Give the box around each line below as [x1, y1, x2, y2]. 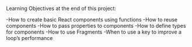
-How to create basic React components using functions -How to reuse [6, 16, 178, 23]
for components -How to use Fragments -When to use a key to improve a [6, 28, 182, 35]
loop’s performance [6, 35, 53, 41]
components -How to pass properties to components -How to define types [6, 23, 186, 29]
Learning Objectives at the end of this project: [6, 5, 117, 12]
